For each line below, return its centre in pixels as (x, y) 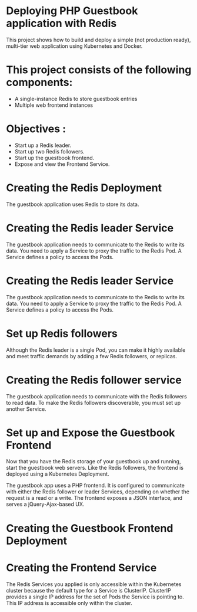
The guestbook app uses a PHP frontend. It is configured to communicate (96, 486)
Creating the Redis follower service (94, 380)
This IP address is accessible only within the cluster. (69, 603)
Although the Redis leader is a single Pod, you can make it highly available (96, 350)
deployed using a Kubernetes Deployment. (58, 474)
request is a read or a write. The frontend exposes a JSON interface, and (94, 498)
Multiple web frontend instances (54, 105)
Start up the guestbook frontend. (54, 158)
